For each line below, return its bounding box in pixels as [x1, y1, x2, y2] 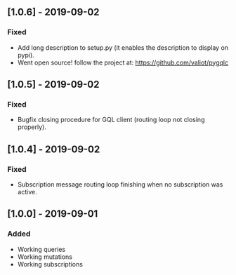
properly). [17, 123, 47, 131]
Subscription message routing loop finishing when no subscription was [17, 180, 223, 189]
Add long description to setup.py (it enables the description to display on [17, 43, 229, 52]
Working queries [17, 245, 65, 253]
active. [17, 188, 37, 196]
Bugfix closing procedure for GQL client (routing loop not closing [17, 116, 205, 124]
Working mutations [17, 253, 72, 261]
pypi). [17, 51, 35, 59]
